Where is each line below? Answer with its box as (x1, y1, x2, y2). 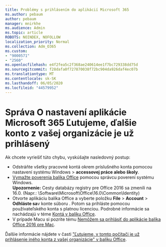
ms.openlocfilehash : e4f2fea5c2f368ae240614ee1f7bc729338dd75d (5, 62, 138, 67)
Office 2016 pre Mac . (12, 222, 55, 228)
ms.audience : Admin (5, 26, 45, 31)
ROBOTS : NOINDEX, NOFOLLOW (5, 35, 61, 40)
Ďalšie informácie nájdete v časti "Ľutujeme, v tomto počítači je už (5, 231, 140, 237)
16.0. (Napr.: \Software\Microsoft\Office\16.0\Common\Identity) (12, 190, 140, 196)
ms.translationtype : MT (5, 72, 54, 77)
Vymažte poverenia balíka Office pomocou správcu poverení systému (12, 174, 154, 180)
